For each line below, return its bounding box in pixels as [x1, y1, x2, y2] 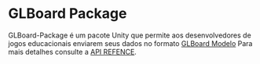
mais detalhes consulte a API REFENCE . [8, 47, 137, 56]
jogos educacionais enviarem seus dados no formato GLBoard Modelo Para [8, 38, 253, 48]
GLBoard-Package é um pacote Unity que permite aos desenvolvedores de [8, 30, 251, 40]
